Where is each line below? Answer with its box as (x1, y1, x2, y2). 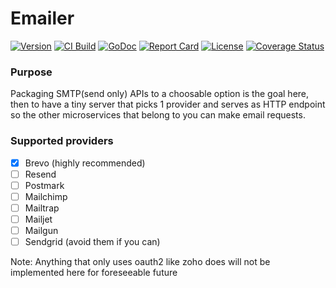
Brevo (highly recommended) (24, 157, 146, 169)
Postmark (24, 179, 65, 191)
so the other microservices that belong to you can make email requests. (10, 109, 306, 121)
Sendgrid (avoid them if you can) (24, 235, 161, 247)
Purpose (10, 65, 53, 79)
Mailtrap (24, 202, 60, 214)
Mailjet (24, 213, 53, 225)
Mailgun (24, 224, 59, 236)
